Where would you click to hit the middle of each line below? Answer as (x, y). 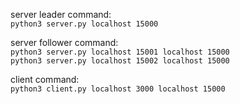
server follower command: (64, 42)
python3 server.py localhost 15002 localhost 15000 (120, 61)
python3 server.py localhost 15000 (84, 24)
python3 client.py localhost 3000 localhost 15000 (118, 89)
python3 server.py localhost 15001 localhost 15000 (120, 52)
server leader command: (61, 14)
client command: (45, 79)
